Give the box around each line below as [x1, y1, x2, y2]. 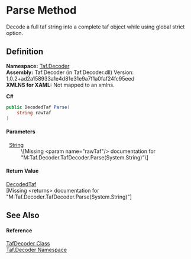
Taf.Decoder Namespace [6, 247, 67, 254]
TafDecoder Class [6, 240, 50, 247]
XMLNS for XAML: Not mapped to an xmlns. [6, 81, 115, 88]
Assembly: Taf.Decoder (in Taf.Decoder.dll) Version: [6, 69, 134, 76]
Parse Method [6, 4, 77, 17]
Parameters [6, 128, 35, 135]
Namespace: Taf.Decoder [6, 62, 70, 69]
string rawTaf [17, 110, 51, 116]
